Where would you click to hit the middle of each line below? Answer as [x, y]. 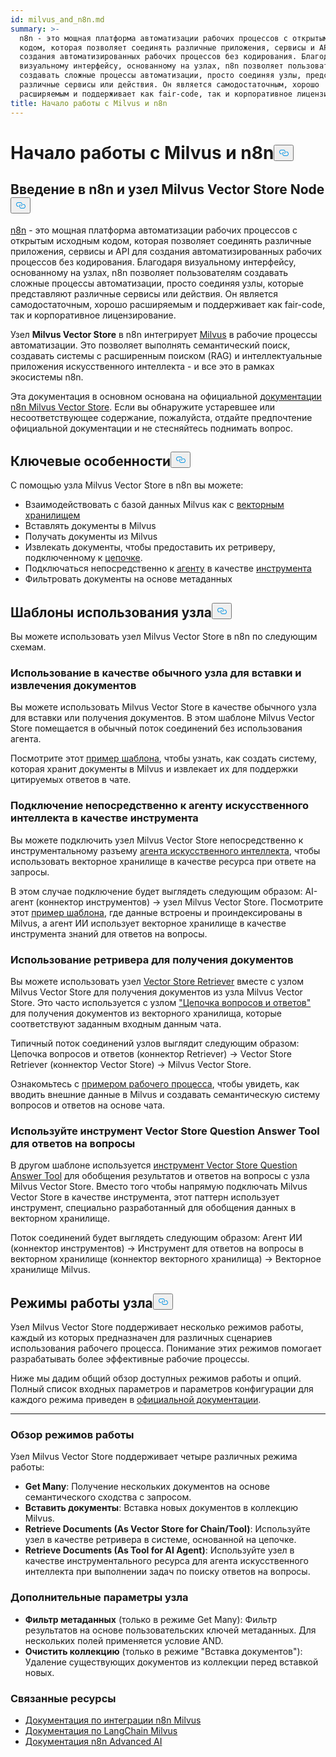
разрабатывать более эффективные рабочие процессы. [130, 1359]
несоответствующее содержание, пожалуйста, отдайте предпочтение [161, 417]
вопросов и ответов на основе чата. [88, 1105]
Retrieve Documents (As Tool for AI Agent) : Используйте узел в [159, 1550]
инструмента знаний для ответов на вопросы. [109, 933]
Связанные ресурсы [63, 1698]
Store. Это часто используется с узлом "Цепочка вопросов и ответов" [161, 1003]
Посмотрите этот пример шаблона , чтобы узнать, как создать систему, [164, 758]
